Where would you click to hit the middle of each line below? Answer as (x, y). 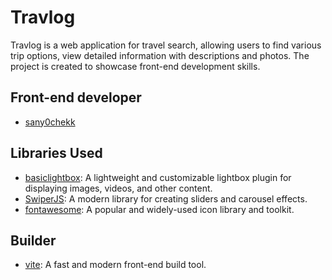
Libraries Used (56, 153)
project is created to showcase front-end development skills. (135, 66)
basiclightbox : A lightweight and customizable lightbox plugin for (158, 177)
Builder (33, 240)
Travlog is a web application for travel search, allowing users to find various (166, 45)
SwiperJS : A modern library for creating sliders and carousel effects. (166, 198)
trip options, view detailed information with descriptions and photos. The (160, 55)
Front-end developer (76, 97)
